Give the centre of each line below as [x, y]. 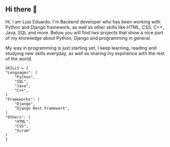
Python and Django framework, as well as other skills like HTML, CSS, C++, [85, 27]
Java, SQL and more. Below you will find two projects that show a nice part [84, 32]
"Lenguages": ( [22, 72]
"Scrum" [23, 131]
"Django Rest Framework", [42, 108]
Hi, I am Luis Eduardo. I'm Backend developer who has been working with [83, 21]
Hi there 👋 [21, 9]
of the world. [19, 59]
